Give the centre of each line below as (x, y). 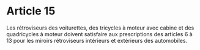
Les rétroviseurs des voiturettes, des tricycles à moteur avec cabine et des (100, 28)
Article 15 (31, 11)
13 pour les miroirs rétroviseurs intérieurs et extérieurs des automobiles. (97, 40)
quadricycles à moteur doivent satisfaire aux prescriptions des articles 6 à (99, 34)
